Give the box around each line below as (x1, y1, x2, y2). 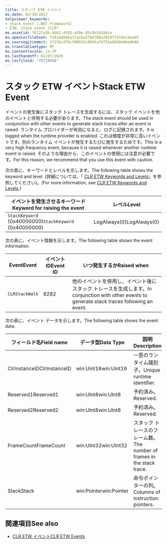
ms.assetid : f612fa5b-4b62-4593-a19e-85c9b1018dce (5, 30, 112, 35)
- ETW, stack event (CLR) (5, 26, 59, 31)
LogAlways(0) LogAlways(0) (93, 219, 160, 226)
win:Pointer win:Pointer (76, 487, 129, 494)
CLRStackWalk (7, 291, 39, 297)
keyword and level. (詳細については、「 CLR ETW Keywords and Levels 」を (5, 173, 158, 179)
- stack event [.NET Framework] (5, 21, 72, 26)
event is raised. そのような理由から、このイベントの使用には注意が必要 (5, 151, 151, 156)
